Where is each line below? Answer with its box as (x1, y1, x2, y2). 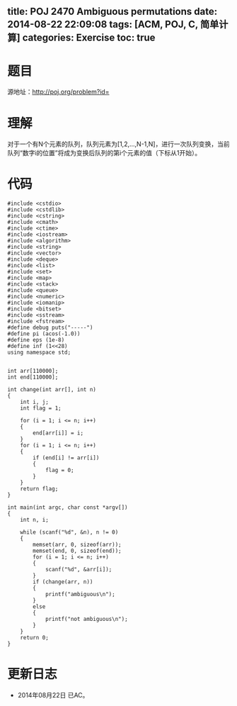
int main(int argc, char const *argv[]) (7, 504, 129, 511)
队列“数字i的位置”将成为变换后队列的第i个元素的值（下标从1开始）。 (7, 149, 202, 157)
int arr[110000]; (7, 368, 59, 375)
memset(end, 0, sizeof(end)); (33, 547, 122, 555)
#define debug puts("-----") (7, 324, 93, 332)
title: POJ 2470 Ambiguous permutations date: (7, 6, 218, 18)
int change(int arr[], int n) (7, 386, 97, 393)
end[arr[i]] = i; (33, 430, 83, 437)
